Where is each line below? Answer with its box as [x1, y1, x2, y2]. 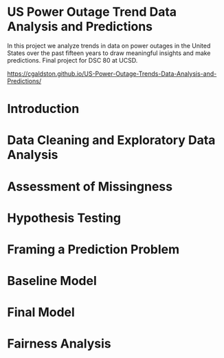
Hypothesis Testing [7, 210, 122, 226]
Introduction [7, 101, 80, 117]
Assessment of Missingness [7, 178, 173, 194]
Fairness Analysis [7, 336, 111, 352]
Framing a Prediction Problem [7, 242, 180, 257]
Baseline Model [7, 273, 98, 289]
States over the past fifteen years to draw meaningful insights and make [7, 49, 211, 57]
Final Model [7, 304, 76, 320]
